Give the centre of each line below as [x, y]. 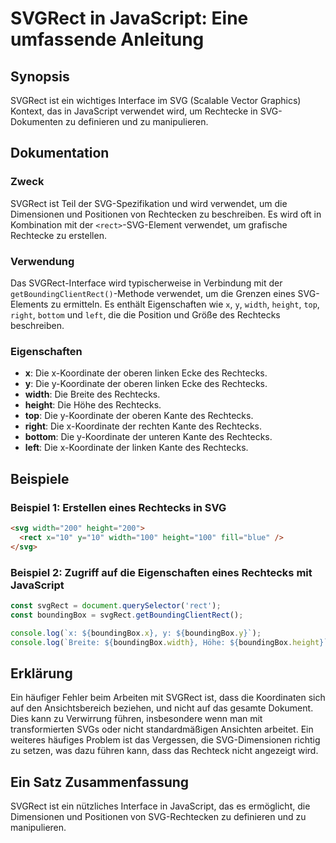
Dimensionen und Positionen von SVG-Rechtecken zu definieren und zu [158, 817]
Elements [29, 304]
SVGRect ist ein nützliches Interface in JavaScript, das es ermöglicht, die [160, 806]
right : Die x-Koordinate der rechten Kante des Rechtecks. [143, 426]
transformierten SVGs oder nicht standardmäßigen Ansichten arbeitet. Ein [162, 729]
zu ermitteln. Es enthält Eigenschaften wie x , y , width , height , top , [185, 304]
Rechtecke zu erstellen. [58, 235]
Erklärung [41, 673]
